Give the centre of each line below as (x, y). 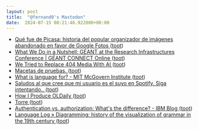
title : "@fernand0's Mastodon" (46, 17)
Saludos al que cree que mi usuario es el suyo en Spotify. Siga (90, 83)
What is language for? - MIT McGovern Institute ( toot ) (80, 77)
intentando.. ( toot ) (37, 90)
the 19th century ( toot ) (42, 121)
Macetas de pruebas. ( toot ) (48, 71)
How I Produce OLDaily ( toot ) (51, 96)
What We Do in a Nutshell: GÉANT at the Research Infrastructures (95, 52)
